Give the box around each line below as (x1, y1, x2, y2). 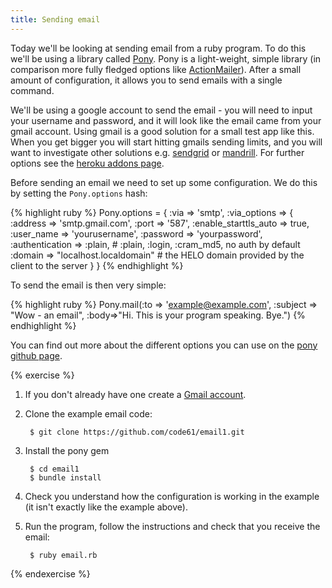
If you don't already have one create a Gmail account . (24, 388, 247, 400)
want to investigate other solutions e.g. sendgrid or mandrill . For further (10, 146, 305, 158)
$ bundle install (29, 472, 102, 483)
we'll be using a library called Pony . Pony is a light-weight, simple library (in (10, 52, 322, 65)
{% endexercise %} (10, 567, 91, 580)
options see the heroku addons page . (10, 157, 165, 169)
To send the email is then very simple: (10, 279, 167, 291)
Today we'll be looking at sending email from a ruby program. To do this (10, 42, 307, 54)
